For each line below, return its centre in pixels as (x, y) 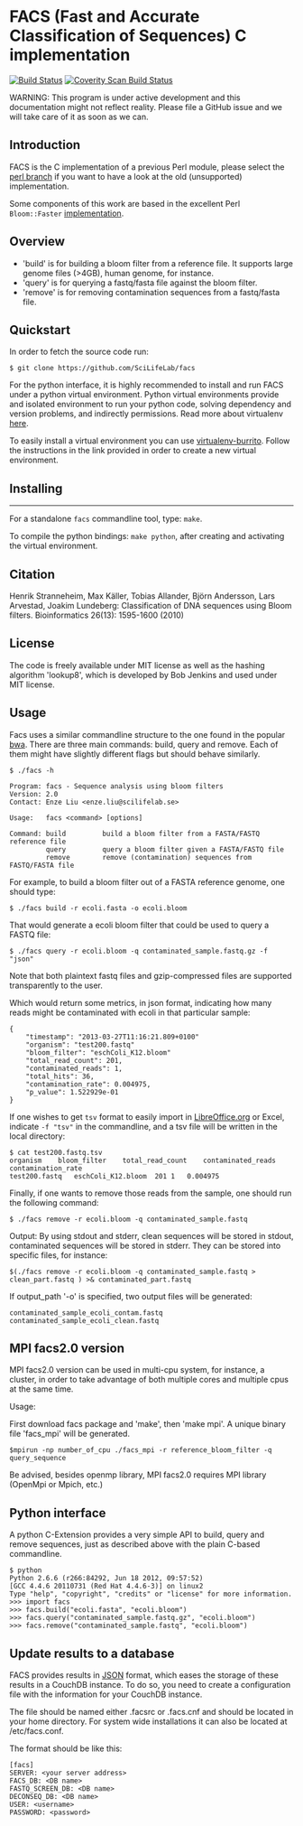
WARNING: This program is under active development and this (125, 98)
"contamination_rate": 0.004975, (88, 1084)
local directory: (37, 1136)
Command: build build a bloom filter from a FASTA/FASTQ (134, 834)
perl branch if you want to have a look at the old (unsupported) (126, 176)
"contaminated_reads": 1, (74, 1068)
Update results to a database (92, 1653)
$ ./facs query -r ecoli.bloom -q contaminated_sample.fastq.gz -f (139, 951)
